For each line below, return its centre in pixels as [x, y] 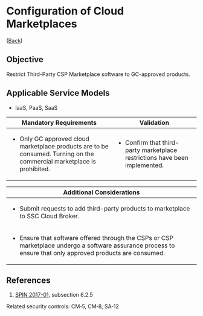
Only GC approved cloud [54, 139]
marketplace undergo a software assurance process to [97, 245]
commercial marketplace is [58, 161]
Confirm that [143, 142]
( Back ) [14, 40]
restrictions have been [156, 157]
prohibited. [35, 169]
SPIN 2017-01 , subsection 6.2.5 [54, 295]
